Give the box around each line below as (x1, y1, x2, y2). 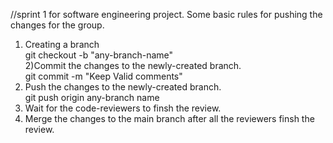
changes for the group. (10, 19, 105, 31)
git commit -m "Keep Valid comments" (24, 70, 183, 82)
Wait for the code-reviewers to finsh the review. (24, 102, 222, 114)
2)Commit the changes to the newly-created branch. (24, 60, 242, 71)
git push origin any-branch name (24, 92, 160, 103)
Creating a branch (24, 39, 100, 50)
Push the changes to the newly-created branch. (24, 81, 222, 93)
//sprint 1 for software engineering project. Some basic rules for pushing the (10, 9, 323, 20)
